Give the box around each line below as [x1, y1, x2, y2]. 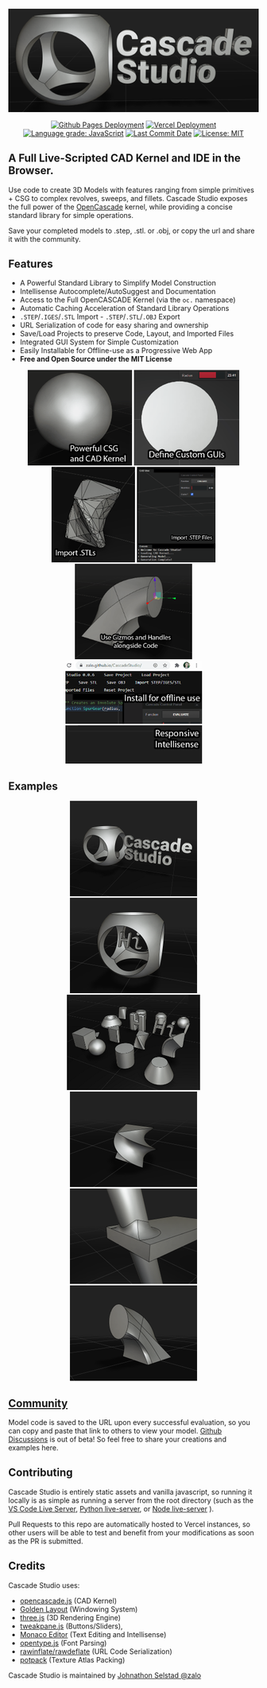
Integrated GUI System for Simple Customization [19, 337, 179, 347]
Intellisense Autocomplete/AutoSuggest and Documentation [19, 287, 216, 297]
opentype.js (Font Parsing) [19, 1638, 107, 1647]
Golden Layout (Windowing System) [19, 1604, 138, 1614]
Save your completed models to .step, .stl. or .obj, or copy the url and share [8, 226, 256, 235]
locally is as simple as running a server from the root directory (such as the [8, 1496, 254, 1505]
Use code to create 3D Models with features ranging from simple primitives [8, 184, 254, 195]
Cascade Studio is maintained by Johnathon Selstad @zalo [8, 1671, 201, 1680]
